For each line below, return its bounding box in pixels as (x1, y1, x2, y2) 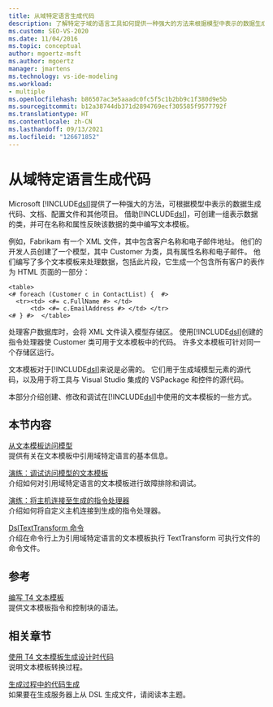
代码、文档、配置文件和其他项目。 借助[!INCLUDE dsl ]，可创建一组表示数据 (8, 209, 258, 219)
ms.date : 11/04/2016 (8, 34, 79, 43)
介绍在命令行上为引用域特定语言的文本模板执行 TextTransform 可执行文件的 (8, 533, 261, 543)
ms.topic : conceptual (8, 42, 82, 50)
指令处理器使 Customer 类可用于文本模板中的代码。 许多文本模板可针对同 (8, 336, 254, 346)
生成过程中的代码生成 (8, 679, 80, 689)
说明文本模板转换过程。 (8, 662, 87, 671)
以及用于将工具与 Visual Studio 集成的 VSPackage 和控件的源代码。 (22, 375, 249, 384)
